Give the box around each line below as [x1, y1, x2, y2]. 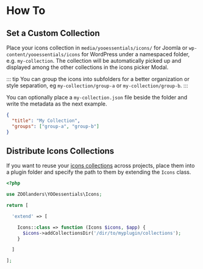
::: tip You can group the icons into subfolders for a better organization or [6, 76, 190, 82]
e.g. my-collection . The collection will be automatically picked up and [6, 57, 182, 64]
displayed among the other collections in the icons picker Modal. [6, 63, 169, 71]
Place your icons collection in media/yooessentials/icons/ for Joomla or [6, 44, 188, 51]
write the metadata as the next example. [6, 100, 108, 107]
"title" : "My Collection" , [12, 117, 80, 124]
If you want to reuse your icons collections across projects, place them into [6, 162, 195, 170]
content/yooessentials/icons [6, 52, 80, 58]
